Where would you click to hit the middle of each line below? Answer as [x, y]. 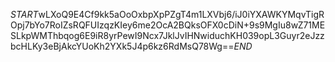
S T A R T [24, 14]
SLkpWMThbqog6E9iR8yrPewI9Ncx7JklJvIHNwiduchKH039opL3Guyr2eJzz [167, 35]
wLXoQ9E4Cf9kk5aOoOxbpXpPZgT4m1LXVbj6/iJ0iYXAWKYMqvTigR [181, 14]
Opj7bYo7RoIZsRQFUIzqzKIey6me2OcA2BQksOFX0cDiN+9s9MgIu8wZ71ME [168, 25]
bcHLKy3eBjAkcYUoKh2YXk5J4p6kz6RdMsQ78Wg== [122, 46]
